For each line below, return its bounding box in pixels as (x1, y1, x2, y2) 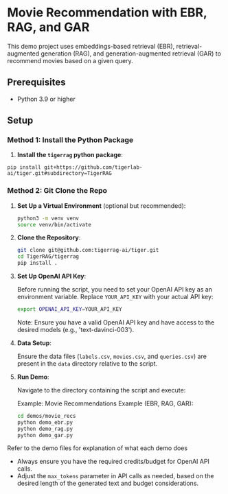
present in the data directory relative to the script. (16, 359, 158, 368)
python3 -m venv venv (16, 215, 80, 222)
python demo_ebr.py (16, 419, 73, 426)
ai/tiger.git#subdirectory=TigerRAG (7, 170, 112, 177)
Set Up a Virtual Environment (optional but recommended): (16, 201, 186, 210)
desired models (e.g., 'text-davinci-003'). (16, 325, 135, 333)
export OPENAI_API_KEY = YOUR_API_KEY (16, 306, 122, 313)
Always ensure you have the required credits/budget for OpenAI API (16, 458, 209, 466)
